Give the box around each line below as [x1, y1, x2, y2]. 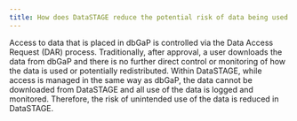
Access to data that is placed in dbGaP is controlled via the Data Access [9, 37, 274, 48]
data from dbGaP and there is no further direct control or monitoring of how [9, 56, 286, 66]
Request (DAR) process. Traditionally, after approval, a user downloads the [9, 46, 283, 57]
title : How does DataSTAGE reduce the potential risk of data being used [9, 12, 289, 22]
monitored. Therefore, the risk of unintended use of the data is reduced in [9, 94, 279, 104]
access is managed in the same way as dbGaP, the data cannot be [9, 74, 253, 85]
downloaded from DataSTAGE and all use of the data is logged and [9, 84, 253, 95]
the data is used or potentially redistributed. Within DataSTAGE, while [9, 65, 262, 76]
